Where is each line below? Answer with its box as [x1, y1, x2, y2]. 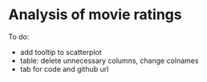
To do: [8, 32, 30, 41]
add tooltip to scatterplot [19, 47, 102, 57]
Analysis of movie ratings [8, 6, 182, 24]
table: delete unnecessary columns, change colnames [19, 56, 199, 65]
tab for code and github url [19, 64, 109, 73]
